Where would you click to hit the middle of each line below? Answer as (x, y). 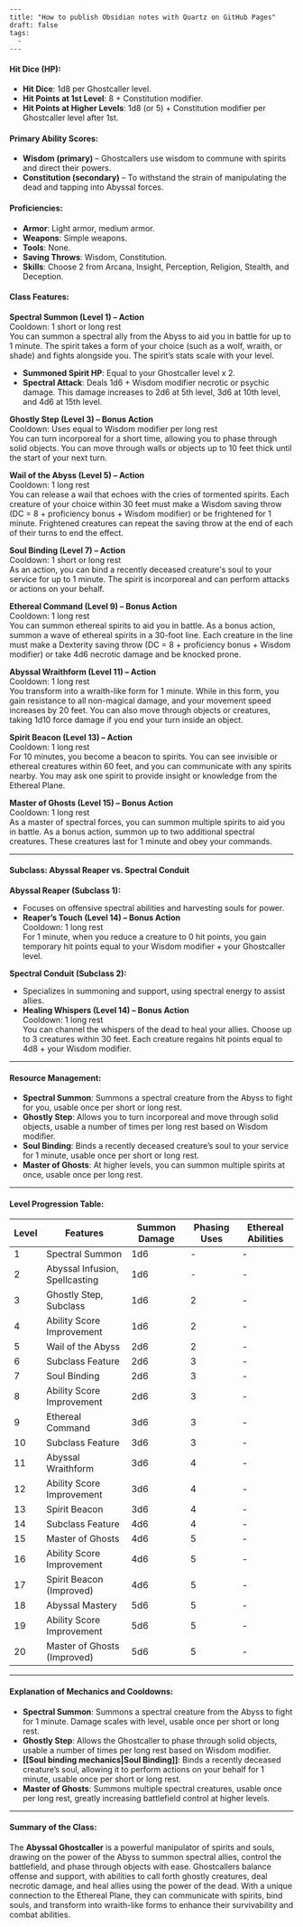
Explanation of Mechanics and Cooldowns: (92, 1692)
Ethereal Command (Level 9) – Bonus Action (93, 606)
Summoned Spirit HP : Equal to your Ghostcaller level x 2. (129, 372)
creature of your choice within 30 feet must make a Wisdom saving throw (146, 503)
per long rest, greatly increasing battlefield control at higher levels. (146, 1798)
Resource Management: (55, 1077)
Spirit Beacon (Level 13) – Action (71, 737)
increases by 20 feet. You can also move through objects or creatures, (140, 710)
